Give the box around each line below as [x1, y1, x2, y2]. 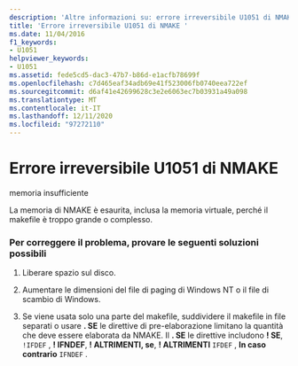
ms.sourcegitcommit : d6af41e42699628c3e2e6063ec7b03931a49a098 [9, 87, 248, 96]
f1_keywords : [9, 37, 58, 47]
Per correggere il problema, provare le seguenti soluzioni [9, 236, 259, 248]
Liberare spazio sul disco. [21, 268, 117, 278]
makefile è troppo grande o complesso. [9, 214, 153, 224]
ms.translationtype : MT [9, 95, 98, 105]
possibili [9, 247, 47, 260]
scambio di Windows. [21, 294, 101, 305]
